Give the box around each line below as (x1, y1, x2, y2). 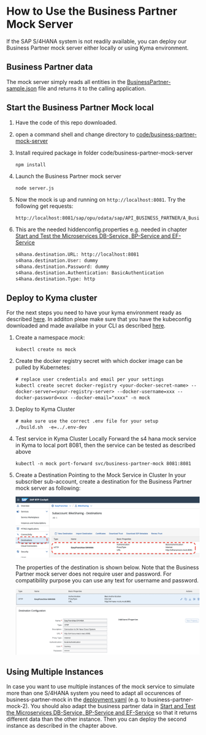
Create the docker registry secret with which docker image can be (15, 357, 183, 365)
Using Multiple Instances (6, 666, 104, 677)
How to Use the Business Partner (6, 4, 178, 18)
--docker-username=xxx (116, 389, 175, 395)
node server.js (15, 185, 55, 191)
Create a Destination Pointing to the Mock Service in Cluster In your (15, 471, 186, 479)
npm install (15, 161, 46, 168)
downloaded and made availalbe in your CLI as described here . (6, 322, 166, 329)
